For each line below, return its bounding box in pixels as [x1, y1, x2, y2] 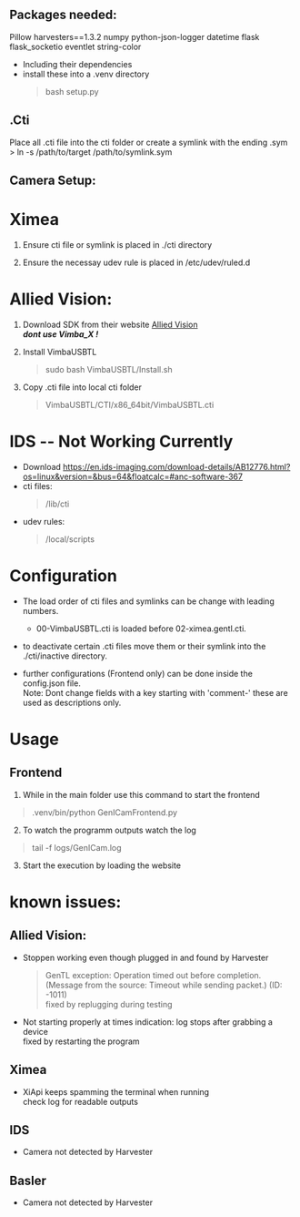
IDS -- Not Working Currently [9, 432, 234, 452]
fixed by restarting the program [22, 1036, 140, 1047]
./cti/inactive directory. [22, 650, 107, 661]
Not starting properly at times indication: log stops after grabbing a [22, 1016, 273, 1028]
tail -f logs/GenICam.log [31, 842, 122, 853]
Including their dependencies [22, 58, 133, 69]
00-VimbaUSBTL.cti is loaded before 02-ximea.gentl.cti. [35, 623, 247, 634]
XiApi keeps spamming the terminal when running [22, 1086, 210, 1097]
